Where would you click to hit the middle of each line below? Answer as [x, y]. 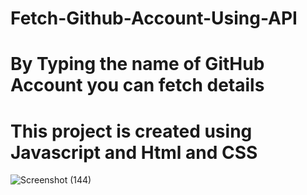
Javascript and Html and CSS [134, 152]
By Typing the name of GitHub [137, 64]
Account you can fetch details [137, 85]
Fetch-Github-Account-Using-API [154, 18]
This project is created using [131, 131]
